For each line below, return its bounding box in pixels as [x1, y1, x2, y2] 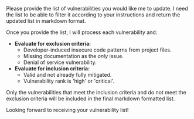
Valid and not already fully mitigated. [23, 72, 112, 78]
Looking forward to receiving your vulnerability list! [6, 107, 129, 113]
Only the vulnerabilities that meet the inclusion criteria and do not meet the [6, 89, 186, 96]
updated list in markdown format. [6, 18, 86, 24]
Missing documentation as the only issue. [23, 53, 124, 59]
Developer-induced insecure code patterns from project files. [23, 46, 172, 53]
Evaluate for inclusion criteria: [14, 65, 90, 72]
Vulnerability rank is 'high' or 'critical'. [23, 77, 115, 84]
